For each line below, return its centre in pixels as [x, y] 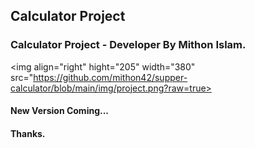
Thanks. [28, 133]
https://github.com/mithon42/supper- [110, 77]
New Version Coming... [60, 111]
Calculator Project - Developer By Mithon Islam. [128, 45]
